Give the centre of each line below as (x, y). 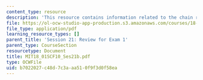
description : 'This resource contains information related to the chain (100, 17)
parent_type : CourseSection (42, 46)
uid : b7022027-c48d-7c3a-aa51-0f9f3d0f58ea (62, 68)
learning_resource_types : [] (43, 34)
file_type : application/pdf (42, 29)
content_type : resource (36, 12)
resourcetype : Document (36, 51)
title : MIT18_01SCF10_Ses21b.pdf (48, 57)
